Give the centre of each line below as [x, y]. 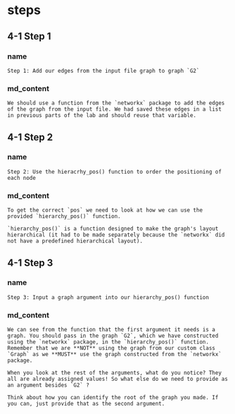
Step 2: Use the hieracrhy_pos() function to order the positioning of [114, 171]
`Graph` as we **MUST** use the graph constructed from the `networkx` [114, 355]
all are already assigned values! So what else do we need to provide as [118, 379]
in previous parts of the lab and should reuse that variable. [102, 116]
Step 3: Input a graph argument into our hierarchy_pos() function [108, 297]
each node [22, 178]
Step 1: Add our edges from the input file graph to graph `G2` [103, 71]
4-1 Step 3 [30, 263]
